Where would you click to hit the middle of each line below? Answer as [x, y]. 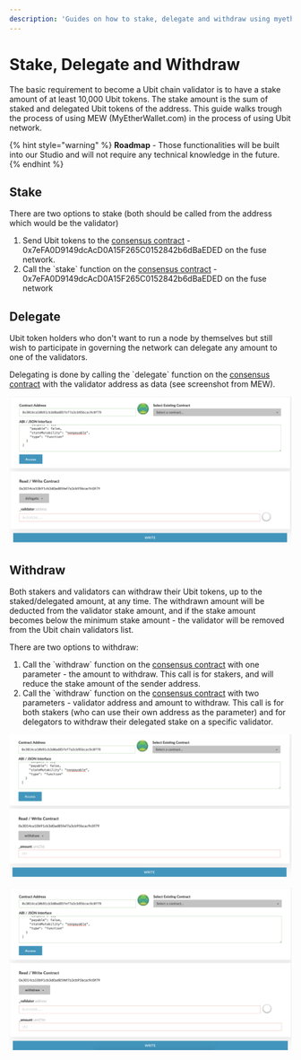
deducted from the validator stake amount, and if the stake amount [133, 611]
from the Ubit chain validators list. [72, 630]
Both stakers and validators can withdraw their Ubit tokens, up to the [136, 591]
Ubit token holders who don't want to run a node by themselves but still [141, 338]
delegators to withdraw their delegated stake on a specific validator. [147, 722]
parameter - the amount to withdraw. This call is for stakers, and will [148, 674]
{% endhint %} [37, 164]
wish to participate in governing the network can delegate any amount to [143, 348]
